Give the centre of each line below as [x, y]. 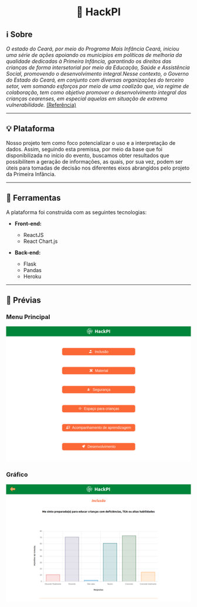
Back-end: [28, 252]
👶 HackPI [98, 12]
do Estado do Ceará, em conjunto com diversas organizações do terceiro [95, 80]
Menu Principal [28, 317]
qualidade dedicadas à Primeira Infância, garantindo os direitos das [89, 61]
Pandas [33, 270]
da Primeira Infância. [31, 174]
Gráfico [17, 474]
